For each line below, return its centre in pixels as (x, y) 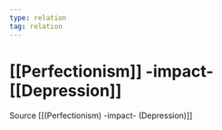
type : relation (38, 18)
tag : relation (36, 26)
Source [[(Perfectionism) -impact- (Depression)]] (101, 115)
